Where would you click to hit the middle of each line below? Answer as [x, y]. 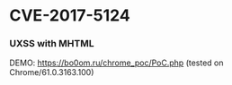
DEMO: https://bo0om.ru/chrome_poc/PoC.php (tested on [116, 63]
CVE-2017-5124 [70, 16]
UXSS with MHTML [52, 44]
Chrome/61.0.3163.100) [52, 72]
